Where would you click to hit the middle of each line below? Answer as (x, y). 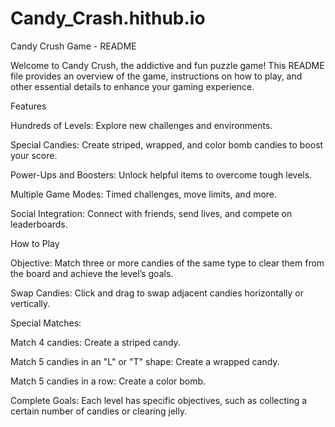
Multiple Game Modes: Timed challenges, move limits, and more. (144, 194)
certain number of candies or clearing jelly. (99, 411)
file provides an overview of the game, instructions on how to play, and (156, 76)
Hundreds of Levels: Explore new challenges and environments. (141, 125)
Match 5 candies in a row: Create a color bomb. (108, 381)
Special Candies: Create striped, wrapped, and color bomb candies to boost (167, 144)
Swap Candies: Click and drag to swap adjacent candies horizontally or (157, 293)
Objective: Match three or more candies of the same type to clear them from (167, 263)
